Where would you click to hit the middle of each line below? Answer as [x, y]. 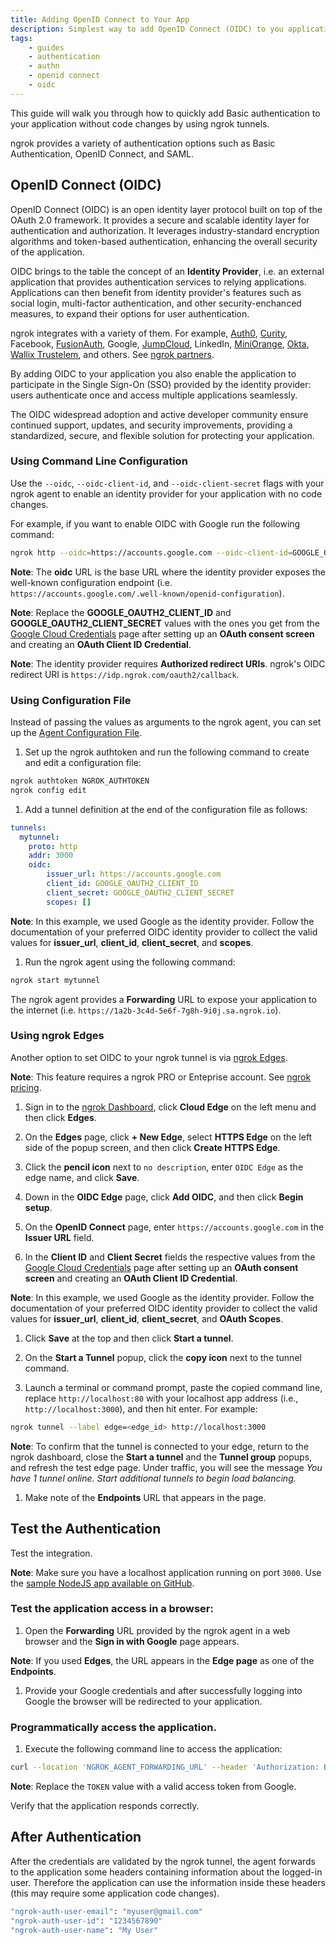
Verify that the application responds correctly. [105, 1805]
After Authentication [76, 1837]
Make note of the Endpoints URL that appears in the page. [145, 1497]
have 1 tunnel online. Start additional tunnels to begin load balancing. [153, 1478]
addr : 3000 [51, 856]
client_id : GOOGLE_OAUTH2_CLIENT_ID [122, 884]
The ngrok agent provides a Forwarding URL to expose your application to [163, 999]
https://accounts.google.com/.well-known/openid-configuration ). [147, 593]
